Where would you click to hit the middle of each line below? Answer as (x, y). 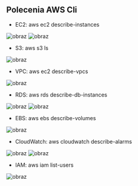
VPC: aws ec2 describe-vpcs (51, 71)
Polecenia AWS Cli (42, 10)
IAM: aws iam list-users (44, 165)
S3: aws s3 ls (31, 48)
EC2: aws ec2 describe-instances (57, 24)
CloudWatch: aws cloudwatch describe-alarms (73, 141)
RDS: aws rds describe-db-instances (61, 95)
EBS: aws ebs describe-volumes (55, 118)
